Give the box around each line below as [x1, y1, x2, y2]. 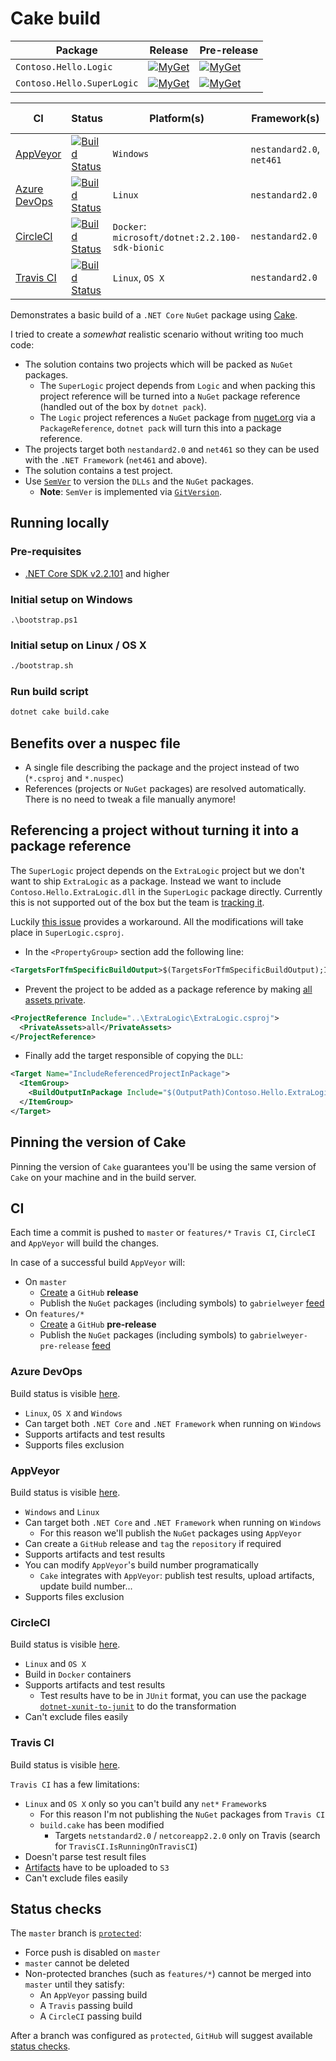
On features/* [24, 1308, 85, 1320]
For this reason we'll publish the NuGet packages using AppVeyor [39, 1527, 302, 1539]
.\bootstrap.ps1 [10, 615, 78, 625]
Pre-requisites [10, 545, 82, 559]
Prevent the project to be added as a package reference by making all [24, 983, 313, 995]
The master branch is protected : [10, 1927, 142, 1939]
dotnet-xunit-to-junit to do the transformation [39, 1700, 237, 1712]
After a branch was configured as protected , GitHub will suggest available [10, 2030, 313, 2042]
